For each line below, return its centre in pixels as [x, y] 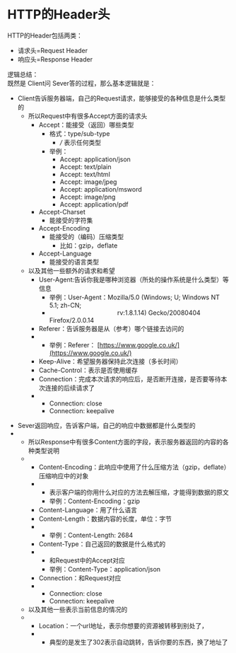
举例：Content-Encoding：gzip [94, 501]
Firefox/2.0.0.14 [71, 320]
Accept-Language [65, 253]
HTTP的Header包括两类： [45, 35]
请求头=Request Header [53, 50]
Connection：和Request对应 [80, 578]
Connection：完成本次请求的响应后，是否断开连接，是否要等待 [130, 378]
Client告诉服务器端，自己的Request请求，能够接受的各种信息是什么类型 [122, 98]
